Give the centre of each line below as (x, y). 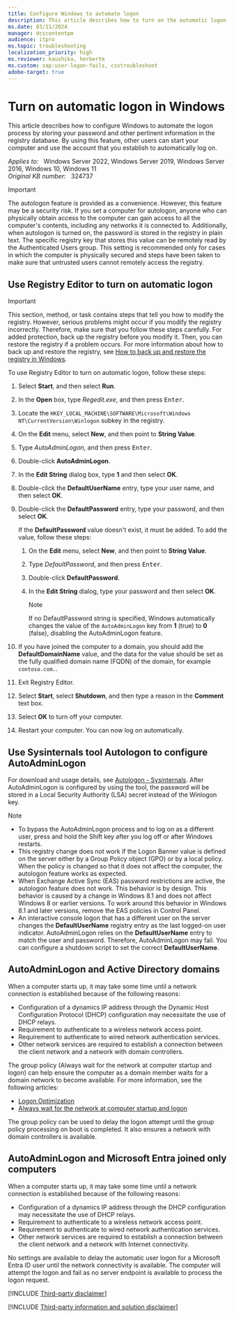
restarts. (30, 844)
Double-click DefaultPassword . (74, 578)
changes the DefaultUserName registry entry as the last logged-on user (122, 926)
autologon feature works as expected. (72, 874)
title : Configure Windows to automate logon (73, 14)
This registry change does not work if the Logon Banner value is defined (122, 852)
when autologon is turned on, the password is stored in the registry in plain (115, 233)
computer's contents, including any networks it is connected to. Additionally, (118, 225)
